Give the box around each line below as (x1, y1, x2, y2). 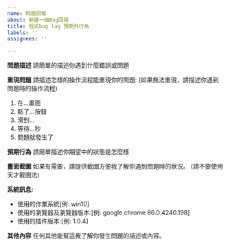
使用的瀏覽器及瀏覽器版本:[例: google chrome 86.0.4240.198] (16, 208, 190, 217)
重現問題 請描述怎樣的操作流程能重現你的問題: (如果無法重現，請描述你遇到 (7, 76, 220, 84)
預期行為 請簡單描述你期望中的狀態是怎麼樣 (7, 148, 129, 156)
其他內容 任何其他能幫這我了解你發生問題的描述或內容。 (7, 232, 165, 240)
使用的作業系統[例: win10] (16, 200, 90, 208)
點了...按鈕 (16, 108, 47, 116)
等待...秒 (16, 125, 41, 133)
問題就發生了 (16, 133, 54, 141)
